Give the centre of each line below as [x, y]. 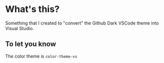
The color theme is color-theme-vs [41, 56]
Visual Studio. [20, 28]
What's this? [32, 9]
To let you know [31, 44]
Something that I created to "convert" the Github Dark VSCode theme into [82, 23]
